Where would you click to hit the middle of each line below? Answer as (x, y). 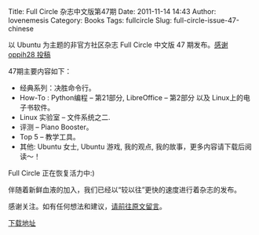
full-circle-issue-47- (206, 20)
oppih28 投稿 (29, 54)
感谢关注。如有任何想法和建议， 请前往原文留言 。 (87, 206)
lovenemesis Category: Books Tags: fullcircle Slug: (90, 20)
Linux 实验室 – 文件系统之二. (65, 117)
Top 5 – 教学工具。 (49, 137)
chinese (21, 29)
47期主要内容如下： (40, 71)
